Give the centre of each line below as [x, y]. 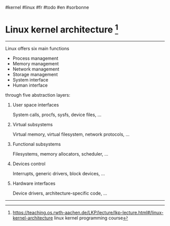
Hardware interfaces [34, 183]
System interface [30, 80]
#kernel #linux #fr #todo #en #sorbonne [47, 7]
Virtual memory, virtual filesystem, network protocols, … [71, 134]
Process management [35, 58]
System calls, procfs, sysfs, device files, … [57, 115]
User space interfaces [36, 105]
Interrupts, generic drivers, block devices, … [59, 174]
